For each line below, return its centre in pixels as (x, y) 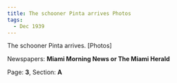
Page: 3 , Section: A (35, 72)
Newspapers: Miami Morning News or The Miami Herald (89, 59)
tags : (15, 20)
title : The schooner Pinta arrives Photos (69, 13)
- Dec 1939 (29, 26)
